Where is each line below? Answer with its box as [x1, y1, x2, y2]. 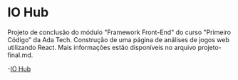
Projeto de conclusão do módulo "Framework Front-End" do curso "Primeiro [7, 28, 232, 36]
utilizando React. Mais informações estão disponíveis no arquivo [7, 43, 197, 51]
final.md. [7, 51, 33, 59]
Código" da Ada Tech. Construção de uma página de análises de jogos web [7, 35, 229, 44]
